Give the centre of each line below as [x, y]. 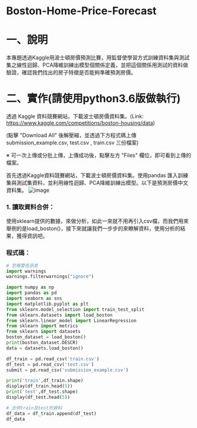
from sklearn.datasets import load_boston [59, 315]
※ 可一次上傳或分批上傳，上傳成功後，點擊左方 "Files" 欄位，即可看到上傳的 [99, 155]
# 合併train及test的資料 [34, 408]
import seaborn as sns [34, 298]
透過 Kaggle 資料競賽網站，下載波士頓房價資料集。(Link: [75, 117]
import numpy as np [30, 287]
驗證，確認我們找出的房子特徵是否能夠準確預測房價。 [71, 73]
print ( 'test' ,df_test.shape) [42, 392]
